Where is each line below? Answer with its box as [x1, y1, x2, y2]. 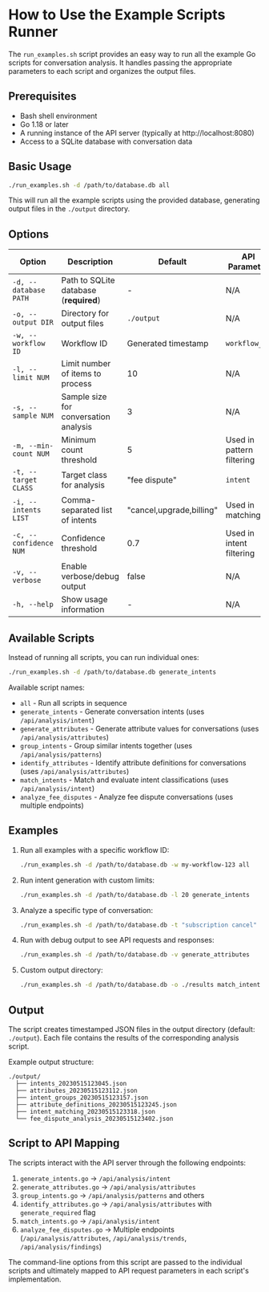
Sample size [61, 391, 107, 402]
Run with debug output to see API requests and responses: [19, 935, 215, 945]
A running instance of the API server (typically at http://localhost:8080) [19, 128, 255, 137]
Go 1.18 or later [19, 119, 70, 129]
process [61, 378, 92, 389]
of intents [61, 515, 98, 526]
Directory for [61, 308, 110, 319]
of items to [61, 368, 102, 379]
